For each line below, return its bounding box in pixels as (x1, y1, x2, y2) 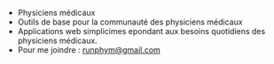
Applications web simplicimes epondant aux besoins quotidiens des (17, 26, 266, 36)
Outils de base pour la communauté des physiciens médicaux (17, 17, 243, 27)
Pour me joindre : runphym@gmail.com (17, 45, 161, 55)
